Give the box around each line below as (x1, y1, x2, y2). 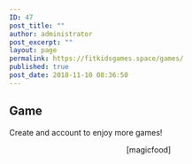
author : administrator (9, 29, 93, 38)
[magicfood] (126, 144, 172, 155)
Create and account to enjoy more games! (9, 127, 163, 137)
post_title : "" (9, 21, 65, 30)
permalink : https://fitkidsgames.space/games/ (9, 54, 184, 63)
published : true (9, 63, 69, 72)
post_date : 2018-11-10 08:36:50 (9, 71, 128, 80)
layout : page (9, 46, 58, 55)
